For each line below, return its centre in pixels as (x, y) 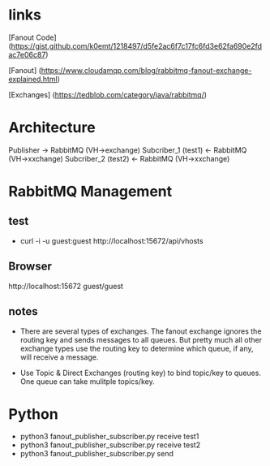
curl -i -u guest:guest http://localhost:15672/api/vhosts (112, 240)
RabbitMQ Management (90, 192)
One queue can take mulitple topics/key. (88, 381)
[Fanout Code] (32, 37)
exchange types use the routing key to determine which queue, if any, (137, 348)
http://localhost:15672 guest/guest (66, 286)
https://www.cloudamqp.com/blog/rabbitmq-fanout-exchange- (146, 70)
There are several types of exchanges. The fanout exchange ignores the (141, 331)
